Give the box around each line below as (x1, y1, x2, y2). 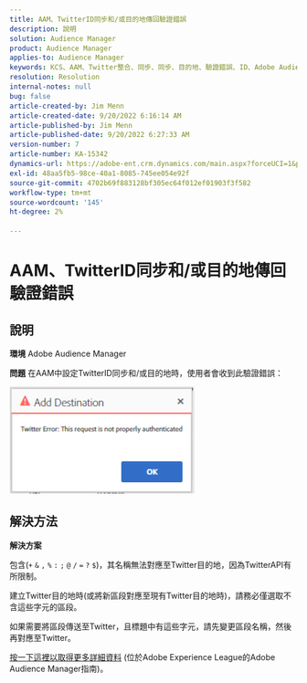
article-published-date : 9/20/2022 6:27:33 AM (9, 131, 190, 140)
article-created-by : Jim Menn (9, 101, 125, 110)
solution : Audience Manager (9, 34, 117, 43)
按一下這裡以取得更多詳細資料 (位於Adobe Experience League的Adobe (9, 651, 276, 662)
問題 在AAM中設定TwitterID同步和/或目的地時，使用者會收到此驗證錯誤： (9, 368, 283, 378)
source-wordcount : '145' (9, 197, 104, 207)
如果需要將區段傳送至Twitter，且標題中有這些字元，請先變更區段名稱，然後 (9, 621, 292, 632)
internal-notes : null (9, 82, 92, 91)
